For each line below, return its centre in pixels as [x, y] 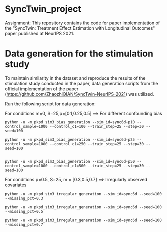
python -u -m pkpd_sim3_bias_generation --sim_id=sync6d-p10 [70, 122]
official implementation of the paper [42, 89]
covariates [16, 185]
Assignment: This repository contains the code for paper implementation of [83, 23]
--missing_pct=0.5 [24, 211]
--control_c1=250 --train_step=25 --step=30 [96, 144]
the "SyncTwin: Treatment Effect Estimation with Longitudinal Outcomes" [80, 28]
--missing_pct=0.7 [24, 224]
